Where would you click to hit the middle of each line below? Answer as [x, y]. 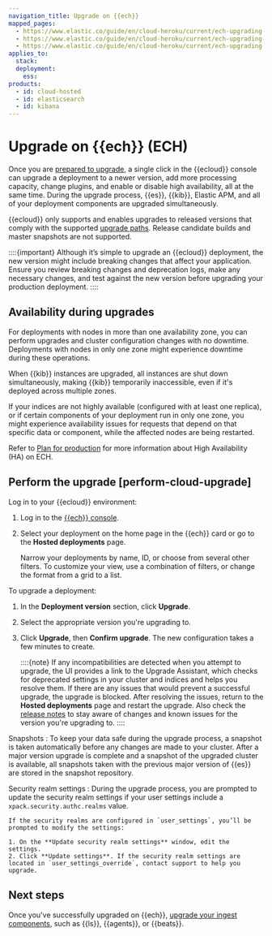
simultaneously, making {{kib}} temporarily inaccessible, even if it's [121, 382]
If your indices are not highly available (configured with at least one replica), [135, 406]
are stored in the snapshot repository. [71, 773]
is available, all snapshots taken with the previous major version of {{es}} [130, 764]
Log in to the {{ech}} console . [70, 517]
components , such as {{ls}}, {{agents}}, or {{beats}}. [96, 923]
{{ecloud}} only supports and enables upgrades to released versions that [130, 219]
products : [25, 84]
